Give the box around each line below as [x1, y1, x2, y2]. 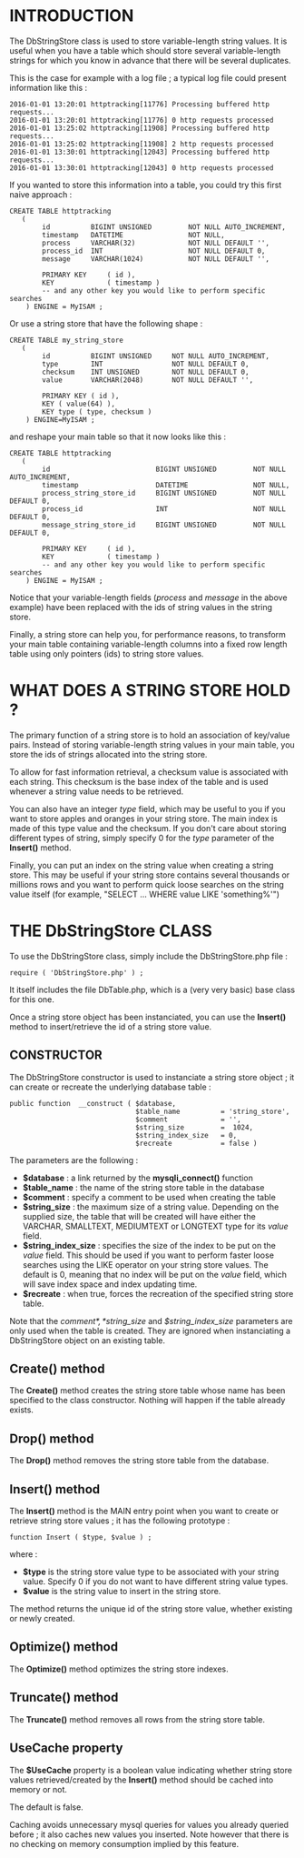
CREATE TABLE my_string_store [9, 336, 124, 345]
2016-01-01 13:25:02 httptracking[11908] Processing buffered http [9, 124, 270, 133]
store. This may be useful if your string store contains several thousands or [9, 869, 290, 880]
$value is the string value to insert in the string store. [22, 1586, 221, 1597]
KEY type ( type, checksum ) [42, 407, 152, 417]
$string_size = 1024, [134, 1122, 254, 1132]
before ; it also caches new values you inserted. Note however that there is [9, 1829, 289, 1840]
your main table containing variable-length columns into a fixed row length [9, 638, 288, 649]
